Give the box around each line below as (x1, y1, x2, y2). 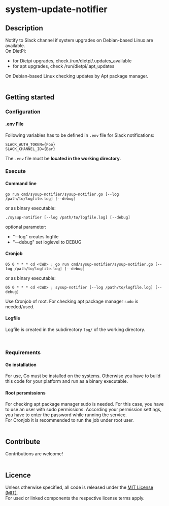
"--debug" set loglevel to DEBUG (12, 239, 82, 245)
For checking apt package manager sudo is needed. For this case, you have (5, 401, 164, 407)
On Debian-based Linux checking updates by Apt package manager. (5, 73, 149, 79)
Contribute (5, 437, 41, 446)
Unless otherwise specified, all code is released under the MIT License (5, 484, 154, 490)
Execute (5, 168, 26, 175)
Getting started (5, 93, 55, 102)
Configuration (5, 108, 41, 115)
